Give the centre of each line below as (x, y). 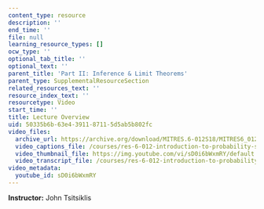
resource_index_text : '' (49, 95)
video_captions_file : (51, 146)
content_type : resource (47, 15)
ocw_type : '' (29, 52)
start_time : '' (33, 110)
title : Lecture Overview (49, 117)
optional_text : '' (38, 67)
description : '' (35, 23)
